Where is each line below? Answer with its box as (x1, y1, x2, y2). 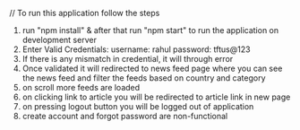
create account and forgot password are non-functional (21, 111, 228, 121)
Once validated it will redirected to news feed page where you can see (21, 63, 283, 74)
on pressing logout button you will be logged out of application (21, 101, 254, 111)
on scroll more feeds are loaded (21, 82, 141, 92)
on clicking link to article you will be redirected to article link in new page (21, 91, 291, 102)
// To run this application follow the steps (9, 8, 160, 18)
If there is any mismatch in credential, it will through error (21, 54, 234, 64)
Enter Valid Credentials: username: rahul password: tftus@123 (21, 44, 251, 55)
